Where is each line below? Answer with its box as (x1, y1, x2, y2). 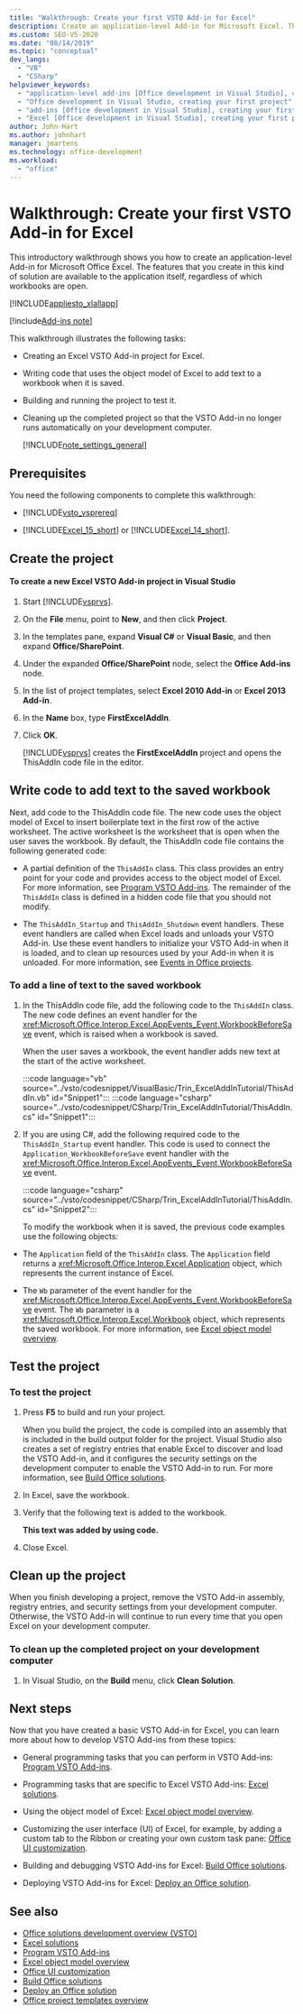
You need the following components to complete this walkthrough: (9, 490, 256, 501)
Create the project (9, 551, 115, 566)
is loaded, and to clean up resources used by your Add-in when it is (22, 947, 274, 958)
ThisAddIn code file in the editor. (22, 757, 144, 768)
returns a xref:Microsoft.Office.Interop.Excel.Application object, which (22, 1257, 282, 1268)
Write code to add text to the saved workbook (9, 783, 271, 798)
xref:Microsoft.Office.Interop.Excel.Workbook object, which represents (22, 1313, 286, 1324)
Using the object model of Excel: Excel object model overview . (22, 1806, 254, 1817)
